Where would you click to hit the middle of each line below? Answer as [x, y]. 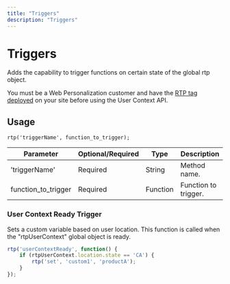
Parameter [41, 154]
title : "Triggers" [33, 13]
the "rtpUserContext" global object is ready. [69, 236]
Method [193, 166]
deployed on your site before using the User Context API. [88, 101]
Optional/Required [108, 154]
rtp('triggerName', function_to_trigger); [68, 138]
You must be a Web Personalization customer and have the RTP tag [102, 93]
